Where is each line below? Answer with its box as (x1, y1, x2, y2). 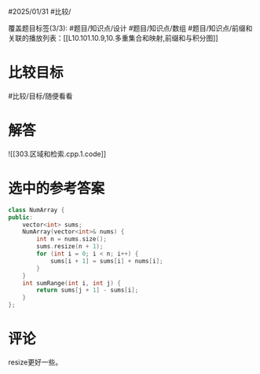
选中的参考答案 (8, 180, 105, 198)
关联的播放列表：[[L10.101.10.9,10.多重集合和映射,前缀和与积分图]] (8, 34, 218, 42)
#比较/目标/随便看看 (8, 91, 73, 101)
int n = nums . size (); (36, 235, 108, 244)
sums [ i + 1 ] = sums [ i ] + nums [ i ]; (49, 257, 163, 265)
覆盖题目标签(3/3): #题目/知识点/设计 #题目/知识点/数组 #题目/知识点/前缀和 (8, 24, 253, 33)
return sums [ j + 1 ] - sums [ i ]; (36, 286, 139, 295)
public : (8, 213, 34, 222)
